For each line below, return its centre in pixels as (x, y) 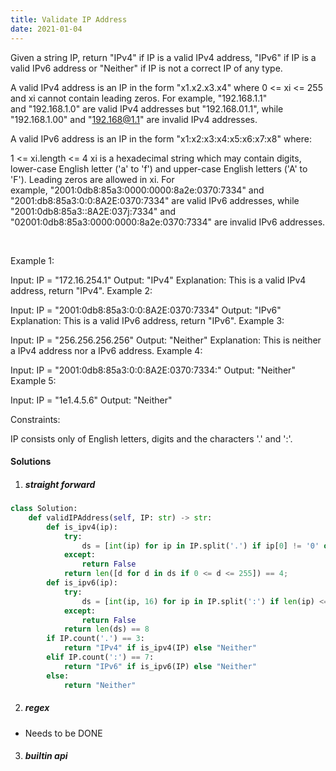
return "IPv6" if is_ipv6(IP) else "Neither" (160, 666)
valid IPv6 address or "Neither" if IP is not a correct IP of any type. (146, 68)
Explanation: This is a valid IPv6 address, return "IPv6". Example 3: (147, 320)
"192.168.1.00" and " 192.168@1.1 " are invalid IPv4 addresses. (134, 119)
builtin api (46, 756)
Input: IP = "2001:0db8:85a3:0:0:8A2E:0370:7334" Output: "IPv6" (146, 310)
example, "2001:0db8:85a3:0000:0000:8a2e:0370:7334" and (137, 190)
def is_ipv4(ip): (82, 527)
